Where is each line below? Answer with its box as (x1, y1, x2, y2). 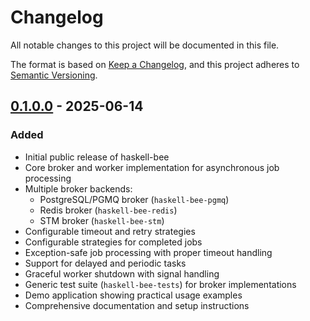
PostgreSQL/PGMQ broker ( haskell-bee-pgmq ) (39, 193, 230, 205)
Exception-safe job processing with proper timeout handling (24, 246, 273, 258)
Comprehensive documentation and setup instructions (24, 299, 250, 311)
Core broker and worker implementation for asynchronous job (24, 161, 280, 173)
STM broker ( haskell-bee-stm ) (39, 214, 165, 226)
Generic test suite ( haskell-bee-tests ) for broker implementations (24, 278, 297, 290)
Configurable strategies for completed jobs (24, 236, 203, 248)
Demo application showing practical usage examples (24, 289, 243, 301)
